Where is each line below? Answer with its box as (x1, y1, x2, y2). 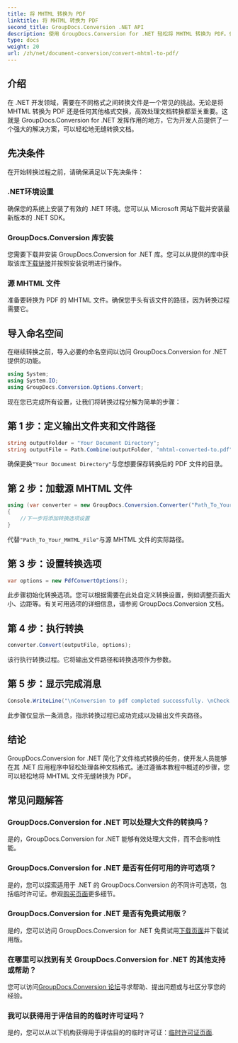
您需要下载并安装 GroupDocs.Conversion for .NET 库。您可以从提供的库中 (7, 250, 223, 259)
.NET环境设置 (7, 187, 55, 197)
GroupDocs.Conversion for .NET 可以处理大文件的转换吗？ (7, 817, 210, 827)
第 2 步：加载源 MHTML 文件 (7, 483, 132, 495)
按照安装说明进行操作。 (56, 259, 125, 268)
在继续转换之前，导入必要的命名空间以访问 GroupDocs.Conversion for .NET (7, 348, 227, 356)
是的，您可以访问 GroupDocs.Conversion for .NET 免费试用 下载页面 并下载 (7, 926, 223, 935)
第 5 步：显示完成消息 (7, 678, 102, 690)
